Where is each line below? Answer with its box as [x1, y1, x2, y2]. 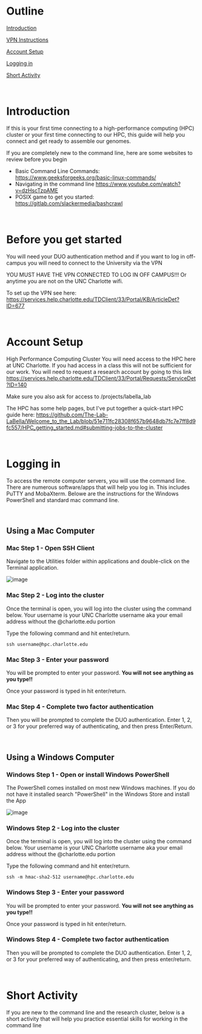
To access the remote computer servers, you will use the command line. [6, 477, 187, 484]
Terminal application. [6, 564, 59, 571]
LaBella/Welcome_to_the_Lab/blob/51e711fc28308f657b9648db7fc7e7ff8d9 [6, 417, 196, 424]
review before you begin [6, 155, 67, 163]
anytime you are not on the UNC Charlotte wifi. [6, 277, 123, 285]
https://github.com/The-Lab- [36, 411, 109, 418]
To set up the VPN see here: [6, 289, 77, 296]
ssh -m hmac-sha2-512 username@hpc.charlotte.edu [6, 874, 135, 880]
